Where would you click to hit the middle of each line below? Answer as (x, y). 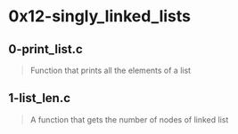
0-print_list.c (46, 49)
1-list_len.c (40, 98)
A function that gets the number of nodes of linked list (129, 119)
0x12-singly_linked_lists (100, 16)
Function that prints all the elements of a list (111, 70)
